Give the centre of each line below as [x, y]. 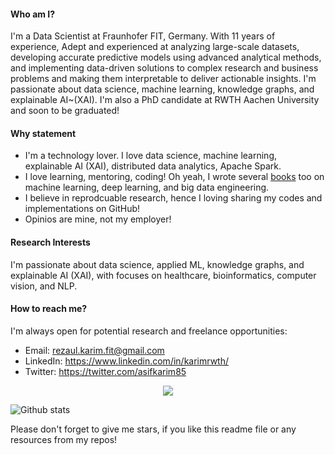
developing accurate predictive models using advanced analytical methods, [166, 57]
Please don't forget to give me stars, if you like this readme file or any [153, 429]
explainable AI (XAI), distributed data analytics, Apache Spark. [153, 166]
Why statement [43, 133]
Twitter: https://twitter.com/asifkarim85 [105, 371]
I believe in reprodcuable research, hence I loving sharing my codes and [173, 198]
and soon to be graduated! [65, 111]
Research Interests [50, 242]
